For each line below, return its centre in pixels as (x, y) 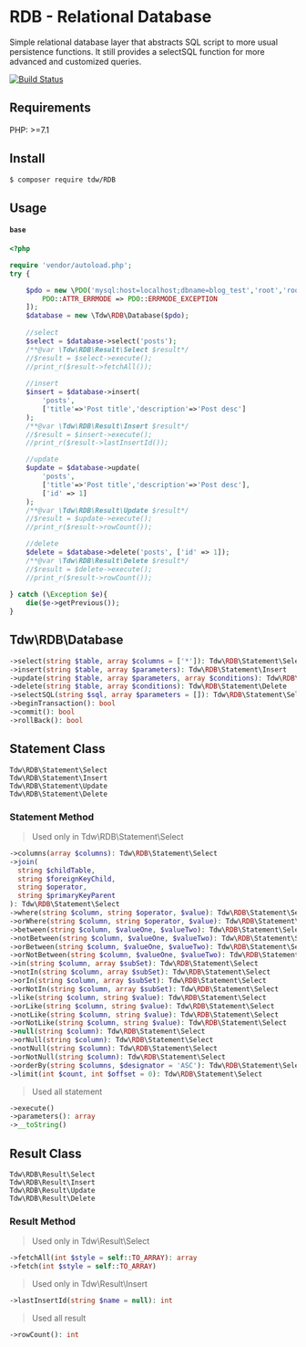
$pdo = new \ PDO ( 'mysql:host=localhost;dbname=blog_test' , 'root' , (154, 290)
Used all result (59, 1318)
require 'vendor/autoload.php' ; (71, 265)
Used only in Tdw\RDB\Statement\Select (107, 836)
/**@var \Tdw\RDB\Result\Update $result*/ (107, 510)
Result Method (42, 1221)
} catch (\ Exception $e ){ (58, 595)
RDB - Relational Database (111, 17)
